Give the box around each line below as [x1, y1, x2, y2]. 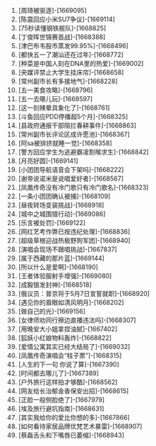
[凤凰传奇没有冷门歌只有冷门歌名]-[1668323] [18, 183, 149, 191]
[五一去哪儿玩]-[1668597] [18, 95, 93, 103]
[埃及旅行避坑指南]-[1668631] [18, 404, 104, 413]
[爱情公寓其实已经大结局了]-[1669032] [18, 343, 131, 350]
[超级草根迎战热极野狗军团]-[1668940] [18, 236, 131, 244]
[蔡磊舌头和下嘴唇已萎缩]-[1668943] [18, 431, 124, 439]
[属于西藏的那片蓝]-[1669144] [18, 254, 105, 262]
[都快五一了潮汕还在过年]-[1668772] [18, 50, 124, 59]
